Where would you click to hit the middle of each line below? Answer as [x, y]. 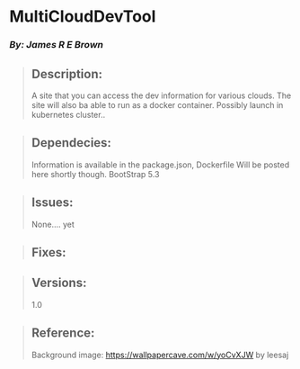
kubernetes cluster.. [68, 114]
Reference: [63, 333]
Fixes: [49, 252]
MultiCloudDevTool [83, 17]
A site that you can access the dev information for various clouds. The [161, 95]
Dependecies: [71, 143]
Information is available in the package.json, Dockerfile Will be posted [160, 165]
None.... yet [53, 224]
